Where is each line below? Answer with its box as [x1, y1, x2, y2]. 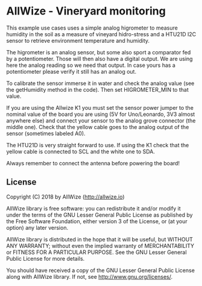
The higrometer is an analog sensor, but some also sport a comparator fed [6, 48, 191, 56]
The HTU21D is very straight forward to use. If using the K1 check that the [6, 141, 189, 148]
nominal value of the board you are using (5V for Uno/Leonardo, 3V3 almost [6, 110, 195, 118]
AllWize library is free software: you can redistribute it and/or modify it [6, 205, 181, 212]
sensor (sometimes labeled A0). [6, 130, 86, 137]
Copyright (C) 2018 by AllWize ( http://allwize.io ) [6, 193, 125, 200]
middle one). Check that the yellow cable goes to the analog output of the [6, 123, 189, 130]
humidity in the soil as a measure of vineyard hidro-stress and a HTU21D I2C [6, 30, 197, 37]
